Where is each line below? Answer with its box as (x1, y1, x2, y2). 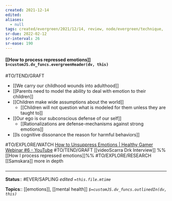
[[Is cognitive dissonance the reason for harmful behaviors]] (12, 131, 140, 137)
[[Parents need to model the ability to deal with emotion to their (12, 88, 146, 94)
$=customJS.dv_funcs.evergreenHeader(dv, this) (5, 62, 109, 67)
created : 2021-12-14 (5, 7, 50, 13)
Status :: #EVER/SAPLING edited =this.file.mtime (5, 176, 111, 183)
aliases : (5, 17, 24, 22)
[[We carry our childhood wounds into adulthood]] (12, 83, 119, 89)
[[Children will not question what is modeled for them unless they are (20, 104, 166, 110)
